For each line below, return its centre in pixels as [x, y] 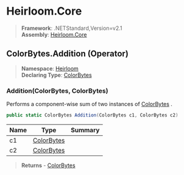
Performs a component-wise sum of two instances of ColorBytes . [89, 104]
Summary [85, 130]
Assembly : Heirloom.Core [54, 34]
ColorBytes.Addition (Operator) [68, 54]
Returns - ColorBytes [48, 165]
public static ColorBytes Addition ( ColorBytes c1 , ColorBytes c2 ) [92, 115]
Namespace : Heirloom [50, 68]
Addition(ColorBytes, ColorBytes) [57, 91]
